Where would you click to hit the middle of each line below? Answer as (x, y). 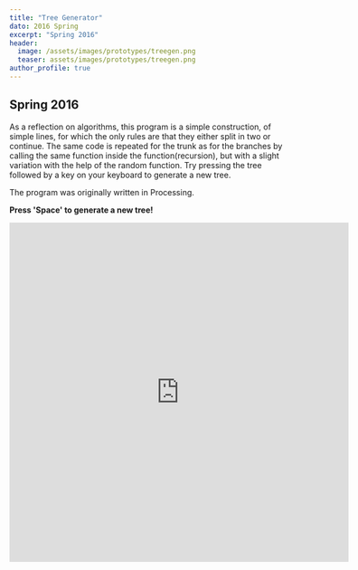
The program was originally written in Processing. (102, 192)
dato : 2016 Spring (44, 26)
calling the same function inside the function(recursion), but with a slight (145, 156)
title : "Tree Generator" (56, 18)
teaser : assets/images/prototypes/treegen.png (107, 60)
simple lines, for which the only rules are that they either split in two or (140, 136)
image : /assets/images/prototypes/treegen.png (107, 52)
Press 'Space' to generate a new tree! (81, 210)
